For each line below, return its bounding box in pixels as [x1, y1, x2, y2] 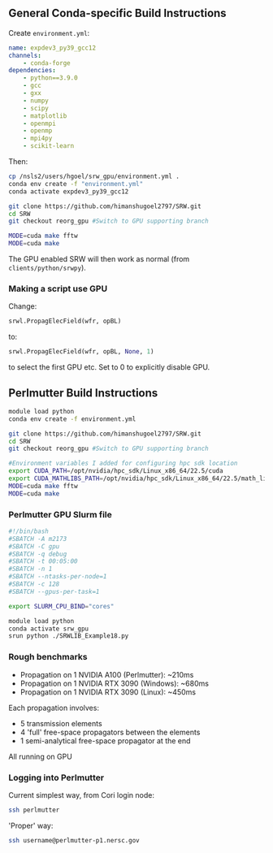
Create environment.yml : [8, 28, 90, 37]
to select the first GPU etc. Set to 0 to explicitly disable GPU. [8, 362, 210, 372]
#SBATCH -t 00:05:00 [8, 557, 79, 565]
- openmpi [23, 119, 57, 128]
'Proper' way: [8, 821, 54, 830]
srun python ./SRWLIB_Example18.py [8, 632, 129, 640]
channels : [8, 51, 42, 59]
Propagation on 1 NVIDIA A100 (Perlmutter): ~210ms [19, 669, 194, 679]
